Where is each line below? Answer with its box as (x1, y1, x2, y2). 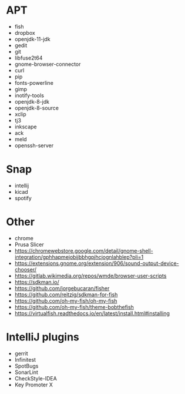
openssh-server (14, 142, 54, 149)
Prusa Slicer (14, 241, 44, 248)
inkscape (14, 123, 37, 130)
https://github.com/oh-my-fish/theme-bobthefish (14, 303, 134, 310)
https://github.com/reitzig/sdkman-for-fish (14, 291, 118, 298)
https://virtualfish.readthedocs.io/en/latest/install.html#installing (14, 310, 170, 317)
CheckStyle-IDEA (14, 375, 57, 382)
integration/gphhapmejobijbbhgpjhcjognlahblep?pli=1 (14, 253, 144, 260)
